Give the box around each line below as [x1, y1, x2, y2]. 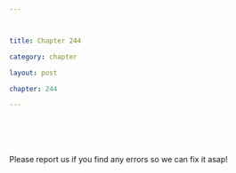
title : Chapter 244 [9, 36, 82, 45]
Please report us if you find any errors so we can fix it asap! [9, 154, 229, 165]
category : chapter [9, 52, 77, 61]
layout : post [9, 68, 58, 77]
